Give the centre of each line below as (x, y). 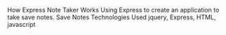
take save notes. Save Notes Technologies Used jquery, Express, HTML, (112, 17)
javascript (22, 24)
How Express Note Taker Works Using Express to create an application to (113, 10)
